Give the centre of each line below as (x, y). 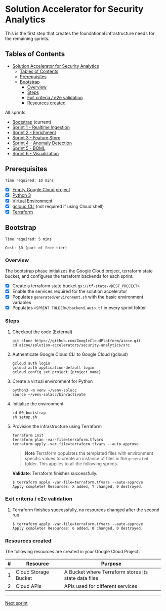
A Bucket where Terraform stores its (106, 572)
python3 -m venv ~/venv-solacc (44, 390)
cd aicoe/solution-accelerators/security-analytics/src (71, 345)
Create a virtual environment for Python (52, 381)
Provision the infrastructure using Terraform (57, 426)
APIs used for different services (101, 586)
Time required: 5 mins (28, 239)
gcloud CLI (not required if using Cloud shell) (58, 206)
